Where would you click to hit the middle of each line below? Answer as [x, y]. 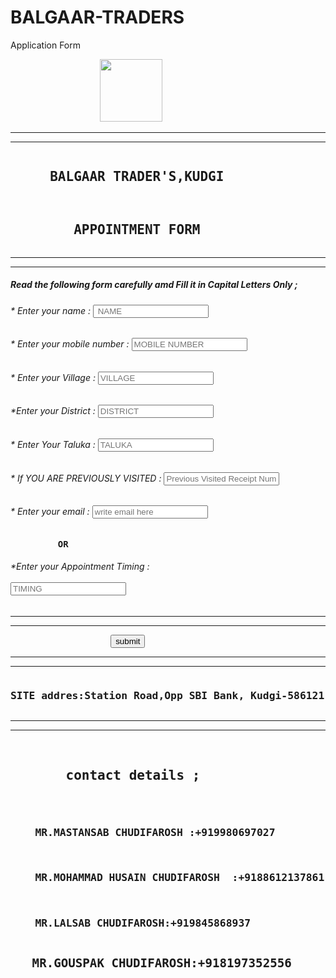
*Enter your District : [53, 411]
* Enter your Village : [53, 377]
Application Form [46, 45]
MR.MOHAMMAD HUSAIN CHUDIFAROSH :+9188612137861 [179, 878]
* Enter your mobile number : [70, 344]
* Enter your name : [51, 310]
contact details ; [133, 775]
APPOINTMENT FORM [137, 230]
